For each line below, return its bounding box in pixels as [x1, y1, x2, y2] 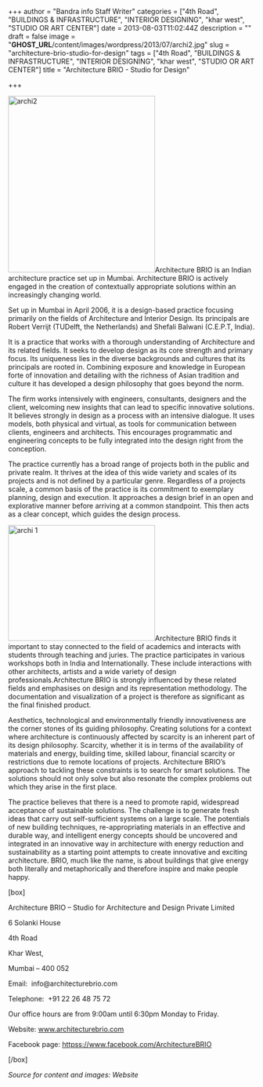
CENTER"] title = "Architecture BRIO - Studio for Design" [8, 65, 190, 74]
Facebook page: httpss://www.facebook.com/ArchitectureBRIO [8, 1040, 212, 1049]
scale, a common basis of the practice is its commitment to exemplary [8, 484, 234, 494]
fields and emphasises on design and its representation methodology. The [8, 684, 247, 693]
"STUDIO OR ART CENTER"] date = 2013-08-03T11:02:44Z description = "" [8, 24, 252, 32]
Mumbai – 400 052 [8, 964, 70, 972]
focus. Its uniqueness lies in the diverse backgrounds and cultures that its [8, 354, 246, 363]
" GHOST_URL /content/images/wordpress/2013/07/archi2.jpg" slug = [8, 40, 230, 49]
